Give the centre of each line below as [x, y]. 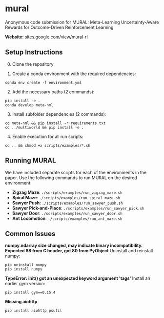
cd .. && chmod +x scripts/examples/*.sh [48, 145]
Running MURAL [31, 161]
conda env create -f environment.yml [43, 82]
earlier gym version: [25, 284]
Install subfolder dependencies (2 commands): [59, 114]
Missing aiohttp [21, 302]
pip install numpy [24, 269]
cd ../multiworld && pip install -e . [44, 127]
